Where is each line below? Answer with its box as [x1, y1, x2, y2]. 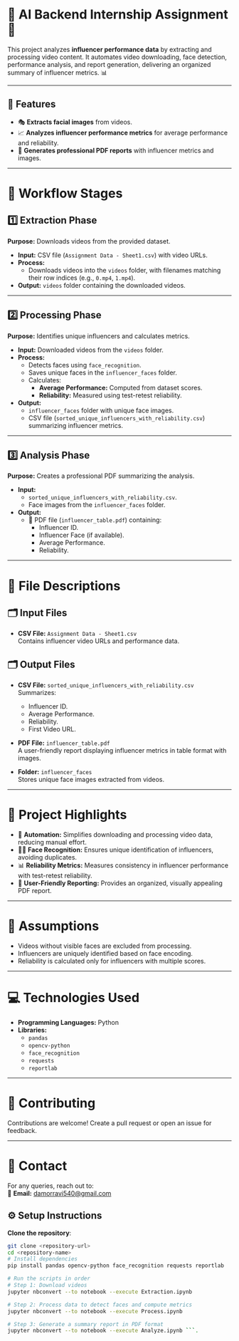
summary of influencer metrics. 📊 [7, 68, 108, 77]
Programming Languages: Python [17, 1018, 119, 1026]
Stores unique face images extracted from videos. [17, 776, 165, 784]
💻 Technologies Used [7, 990, 140, 1006]
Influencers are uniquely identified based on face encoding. [17, 949, 193, 958]
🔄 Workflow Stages [7, 185, 123, 202]
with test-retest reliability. [17, 872, 92, 880]
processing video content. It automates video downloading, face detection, [7, 53, 228, 61]
